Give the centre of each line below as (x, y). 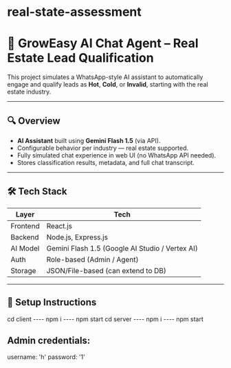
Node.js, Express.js (77, 237)
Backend (25, 237)
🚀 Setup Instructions (52, 302)
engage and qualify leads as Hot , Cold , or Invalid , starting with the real (108, 85)
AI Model (25, 248)
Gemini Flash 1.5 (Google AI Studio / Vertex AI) (122, 248)
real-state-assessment (75, 12)
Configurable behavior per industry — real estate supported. (103, 148)
